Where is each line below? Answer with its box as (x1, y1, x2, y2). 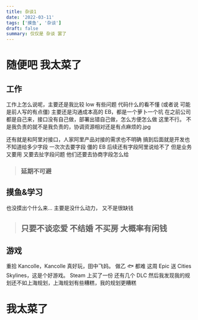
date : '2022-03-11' (6, 14, 55, 20)
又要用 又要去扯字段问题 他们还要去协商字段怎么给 (6, 151, 129, 158)
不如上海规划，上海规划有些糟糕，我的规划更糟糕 (16, 279, 137, 287)
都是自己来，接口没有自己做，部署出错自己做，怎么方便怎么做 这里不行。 (6, 116, 185, 123)
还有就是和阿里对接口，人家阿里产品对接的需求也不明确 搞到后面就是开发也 (6, 136, 190, 143)
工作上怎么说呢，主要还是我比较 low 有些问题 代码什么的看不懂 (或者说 (6, 101, 179, 108)
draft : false (6, 25, 39, 32)
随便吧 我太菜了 (6, 58, 82, 72)
